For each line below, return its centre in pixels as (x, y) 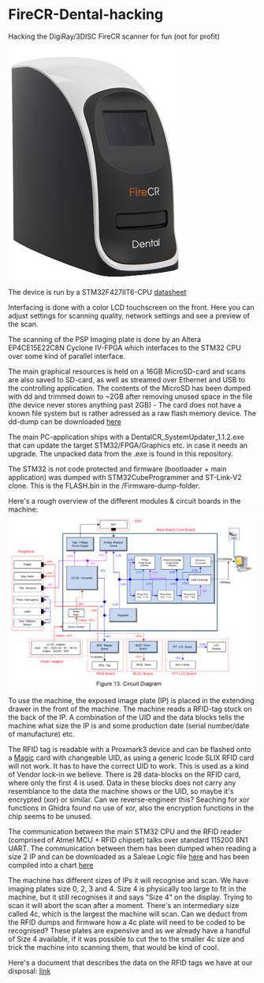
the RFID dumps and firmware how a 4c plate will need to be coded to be (127, 922)
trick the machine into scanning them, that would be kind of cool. (113, 947)
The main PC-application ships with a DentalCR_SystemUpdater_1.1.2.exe (126, 437)
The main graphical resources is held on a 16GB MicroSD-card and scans (127, 371)
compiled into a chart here (51, 865)
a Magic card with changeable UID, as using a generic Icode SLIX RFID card (131, 758)
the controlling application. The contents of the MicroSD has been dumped (129, 388)
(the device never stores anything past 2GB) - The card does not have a (125, 404)
